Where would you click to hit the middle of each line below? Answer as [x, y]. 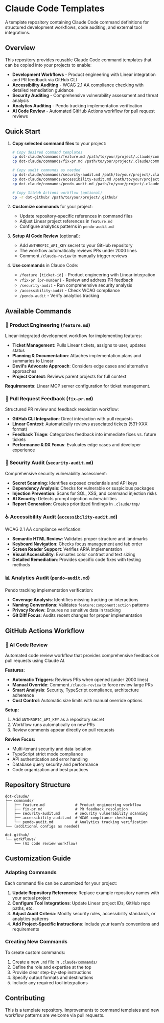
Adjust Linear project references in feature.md [66, 221]
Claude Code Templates [55, 9]
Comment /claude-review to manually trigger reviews [73, 256]
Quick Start [23, 132]
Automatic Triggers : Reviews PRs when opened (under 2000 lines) [80, 680]
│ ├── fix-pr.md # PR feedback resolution [67, 809]
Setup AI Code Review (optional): [46, 236]
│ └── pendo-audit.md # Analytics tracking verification [76, 822]
